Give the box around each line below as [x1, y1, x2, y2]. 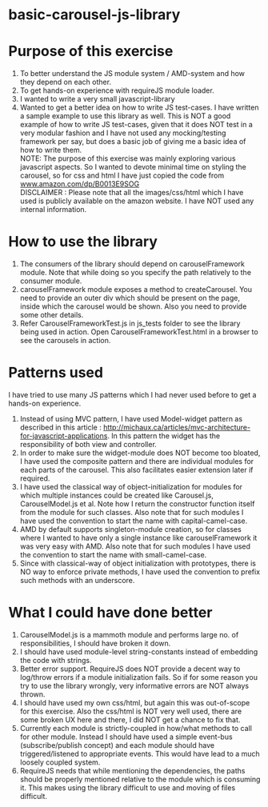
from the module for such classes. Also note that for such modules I [19, 508, 244, 517]
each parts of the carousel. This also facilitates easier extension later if [19, 465, 254, 474]
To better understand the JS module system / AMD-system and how [19, 69, 246, 78]
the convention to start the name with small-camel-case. [19, 550, 207, 559]
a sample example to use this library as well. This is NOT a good [19, 111, 231, 121]
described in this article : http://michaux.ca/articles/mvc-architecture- [19, 422, 250, 432]
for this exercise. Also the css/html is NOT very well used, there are [19, 706, 242, 716]
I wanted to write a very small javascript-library [19, 94, 175, 104]
